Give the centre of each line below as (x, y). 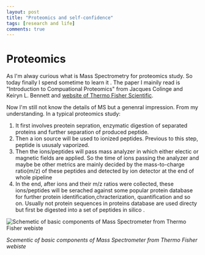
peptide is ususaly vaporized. (52, 145)
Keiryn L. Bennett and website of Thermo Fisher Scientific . (80, 96)
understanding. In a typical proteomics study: (64, 114)
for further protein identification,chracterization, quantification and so (103, 197)
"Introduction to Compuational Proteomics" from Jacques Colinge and (95, 89)
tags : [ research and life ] (41, 23)
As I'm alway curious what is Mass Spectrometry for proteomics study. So (99, 76)
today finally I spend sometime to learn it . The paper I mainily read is (93, 82)
